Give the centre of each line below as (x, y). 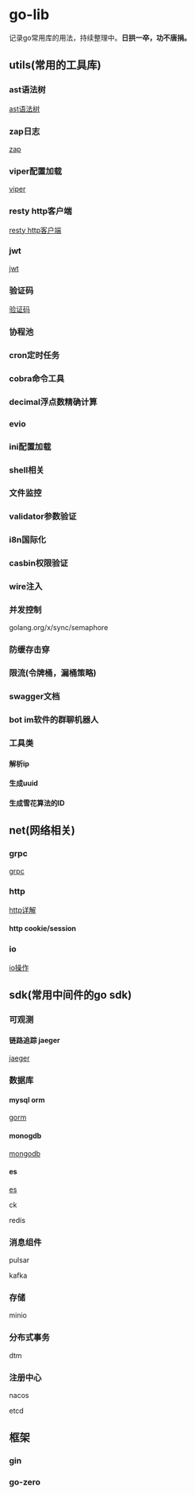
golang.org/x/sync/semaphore (59, 628)
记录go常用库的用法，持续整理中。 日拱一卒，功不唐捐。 (100, 37)
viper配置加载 (36, 171)
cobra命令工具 (37, 378)
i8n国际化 (28, 540)
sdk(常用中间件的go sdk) (71, 995)
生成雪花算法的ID (37, 803)
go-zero (25, 1482)
